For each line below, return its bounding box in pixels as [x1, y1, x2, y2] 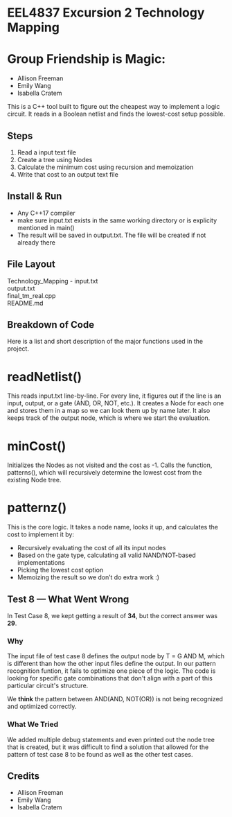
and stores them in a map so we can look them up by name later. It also [7, 407, 211, 415]
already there [17, 238, 55, 247]
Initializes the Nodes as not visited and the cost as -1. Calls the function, [7, 461, 213, 469]
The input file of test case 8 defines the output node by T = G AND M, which [7, 652, 225, 660]
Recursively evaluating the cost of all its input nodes [17, 544, 166, 552]
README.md [7, 299, 44, 307]
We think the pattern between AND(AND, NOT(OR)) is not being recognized [7, 695, 224, 703]
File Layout [7, 258, 55, 270]
